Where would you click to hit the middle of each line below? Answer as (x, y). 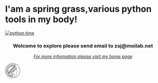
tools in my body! (41, 19)
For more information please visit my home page (83, 56)
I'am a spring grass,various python (79, 9)
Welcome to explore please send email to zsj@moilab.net (83, 46)
